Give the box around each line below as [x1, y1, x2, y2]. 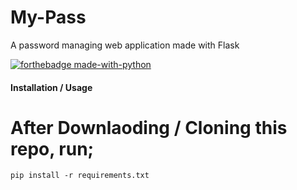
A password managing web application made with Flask [10, 39, 240, 51]
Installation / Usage [10, 81, 93, 93]
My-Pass [10, 6, 87, 29]
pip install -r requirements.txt [10, 171, 150, 181]
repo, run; [10, 137, 95, 160]
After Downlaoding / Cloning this [10, 116, 288, 139]
